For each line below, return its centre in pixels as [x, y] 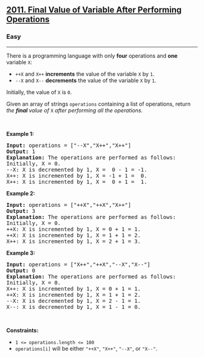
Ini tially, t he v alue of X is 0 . [39, 92]
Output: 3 [21, 211]
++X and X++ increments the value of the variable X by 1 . [85, 74]
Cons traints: [22, 330]
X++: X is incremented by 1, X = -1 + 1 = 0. [77, 176]
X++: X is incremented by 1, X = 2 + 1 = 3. [74, 241]
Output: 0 [21, 270]
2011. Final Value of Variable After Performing [94, 10]
